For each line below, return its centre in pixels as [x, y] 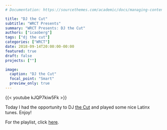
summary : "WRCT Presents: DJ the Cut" [45, 28]
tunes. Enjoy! [18, 112]
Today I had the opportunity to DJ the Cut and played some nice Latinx [78, 107]
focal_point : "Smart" [32, 79]
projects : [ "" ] [21, 60]
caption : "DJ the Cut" [33, 74]
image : [12, 69]
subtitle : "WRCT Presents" [33, 23]
